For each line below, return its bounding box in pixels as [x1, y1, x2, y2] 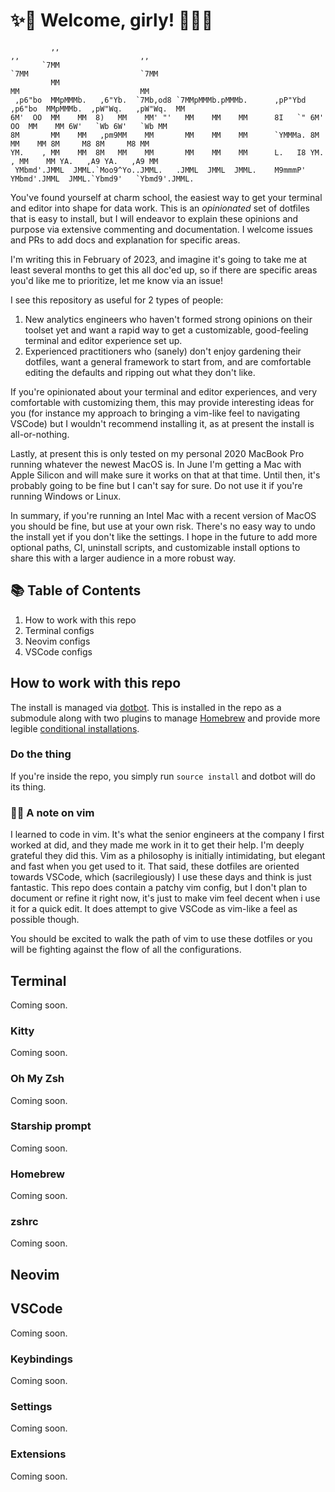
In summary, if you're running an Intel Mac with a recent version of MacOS [10, 509, 317, 521]
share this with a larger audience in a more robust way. [10, 552, 237, 564]
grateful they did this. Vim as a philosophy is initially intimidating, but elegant [10, 850, 326, 862]
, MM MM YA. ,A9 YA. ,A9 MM [10, 156, 159, 166]
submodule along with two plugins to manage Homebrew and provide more [10, 712, 321, 724]
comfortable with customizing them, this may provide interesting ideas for [10, 396, 315, 408]
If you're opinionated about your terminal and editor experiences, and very [10, 385, 317, 398]
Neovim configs [24, 635, 91, 647]
